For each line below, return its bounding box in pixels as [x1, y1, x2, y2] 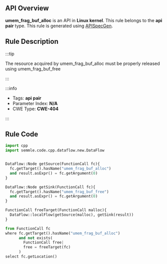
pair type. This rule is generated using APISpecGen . [5, 23, 113, 29]
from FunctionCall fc [5, 226, 51, 231]
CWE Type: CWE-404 [12, 106, 59, 112]
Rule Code [5, 130, 39, 139]
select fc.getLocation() [5, 254, 57, 259]
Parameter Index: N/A [12, 100, 58, 106]
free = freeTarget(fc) [23, 245, 71, 250]
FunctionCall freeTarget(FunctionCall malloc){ [5, 208, 107, 213]
